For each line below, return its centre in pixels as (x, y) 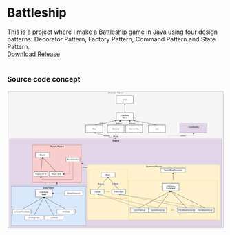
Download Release (34, 54)
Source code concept (44, 79)
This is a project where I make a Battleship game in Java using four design (113, 32)
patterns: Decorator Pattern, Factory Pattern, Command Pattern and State (112, 39)
